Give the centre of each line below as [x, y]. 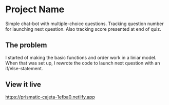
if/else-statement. [24, 68]
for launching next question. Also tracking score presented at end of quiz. [83, 29]
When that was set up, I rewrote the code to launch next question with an [83, 63]
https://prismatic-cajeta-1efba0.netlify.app [50, 97]
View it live [23, 85]
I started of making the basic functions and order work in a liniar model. [81, 57]
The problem [26, 45]
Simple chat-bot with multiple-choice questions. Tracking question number [85, 24]
